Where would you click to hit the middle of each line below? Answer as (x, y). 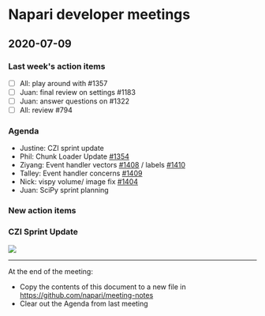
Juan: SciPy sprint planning (64, 190)
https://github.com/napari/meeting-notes (86, 295)
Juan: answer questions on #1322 (75, 101)
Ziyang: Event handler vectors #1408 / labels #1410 (102, 165)
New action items (42, 211)
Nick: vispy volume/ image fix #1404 (79, 182)
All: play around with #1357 (63, 83)
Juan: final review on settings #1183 (78, 92)
